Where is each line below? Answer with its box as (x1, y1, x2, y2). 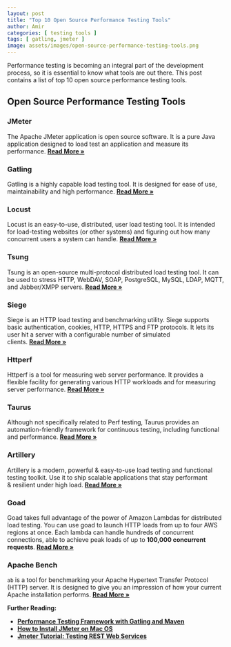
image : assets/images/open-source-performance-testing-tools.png (7, 42, 199, 49)
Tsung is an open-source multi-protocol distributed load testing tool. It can (7, 268, 219, 276)
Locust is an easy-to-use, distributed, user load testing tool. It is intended (7, 221, 216, 229)
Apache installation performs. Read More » (7, 590, 130, 599)
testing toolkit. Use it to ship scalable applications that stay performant (7, 473, 208, 481)
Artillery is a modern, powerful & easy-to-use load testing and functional (7, 466, 212, 474)
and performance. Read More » (7, 433, 97, 441)
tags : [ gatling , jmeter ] (7, 36, 85, 43)
